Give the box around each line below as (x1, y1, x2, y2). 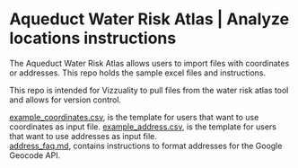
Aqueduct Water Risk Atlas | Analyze (9, 9, 290, 30)
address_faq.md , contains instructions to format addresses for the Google (9, 140, 283, 151)
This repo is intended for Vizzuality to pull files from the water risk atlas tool (9, 84, 289, 95)
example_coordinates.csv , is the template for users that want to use (9, 111, 259, 122)
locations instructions (9, 28, 177, 49)
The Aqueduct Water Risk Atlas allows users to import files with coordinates (9, 57, 290, 68)
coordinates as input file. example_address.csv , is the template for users (9, 121, 276, 132)
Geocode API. (9, 149, 61, 161)
